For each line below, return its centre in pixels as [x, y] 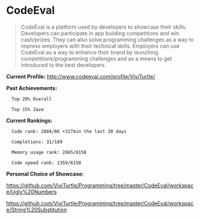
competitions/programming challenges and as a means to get [96, 58]
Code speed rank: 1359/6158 [47, 163]
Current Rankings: [29, 121]
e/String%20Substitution [37, 209]
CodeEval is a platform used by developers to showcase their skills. [104, 27]
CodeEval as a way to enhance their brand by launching [89, 52]
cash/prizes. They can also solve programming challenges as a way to [107, 39]
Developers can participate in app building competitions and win [100, 33]
